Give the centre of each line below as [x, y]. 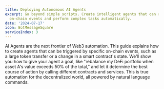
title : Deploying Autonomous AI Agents [46, 9]
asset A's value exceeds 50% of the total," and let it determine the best [76, 67]
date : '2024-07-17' [25, 23]
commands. [17, 82]
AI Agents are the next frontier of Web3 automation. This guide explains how [82, 46]
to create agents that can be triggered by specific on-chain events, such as [81, 51]
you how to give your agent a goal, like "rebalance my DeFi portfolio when [79, 62]
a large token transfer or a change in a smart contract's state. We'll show [78, 56]
